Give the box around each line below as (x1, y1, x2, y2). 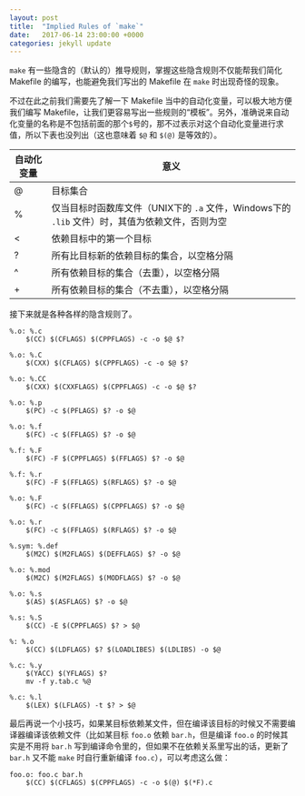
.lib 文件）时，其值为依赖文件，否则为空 (51, 216, 227, 228)
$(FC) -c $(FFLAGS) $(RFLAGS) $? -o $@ (25, 526, 177, 535)
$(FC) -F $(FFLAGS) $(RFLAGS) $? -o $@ (25, 479, 177, 488)
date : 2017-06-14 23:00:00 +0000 (9, 30, 144, 39)
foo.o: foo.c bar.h (9, 771, 84, 780)
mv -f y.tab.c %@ (25, 677, 92, 687)
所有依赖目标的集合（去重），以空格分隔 (51, 267, 220, 279)
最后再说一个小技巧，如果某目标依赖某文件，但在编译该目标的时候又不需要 (9, 718, 288, 729)
